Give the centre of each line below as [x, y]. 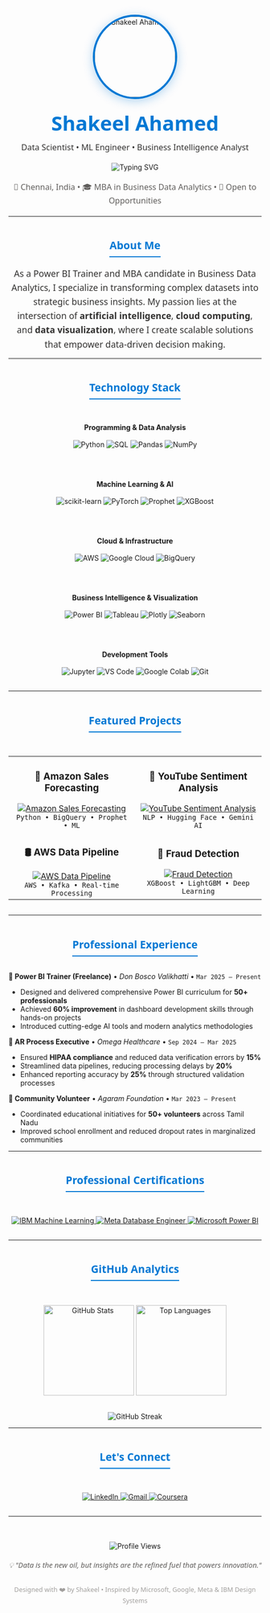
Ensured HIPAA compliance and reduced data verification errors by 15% [140, 1057]
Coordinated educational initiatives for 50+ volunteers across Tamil [132, 1114]
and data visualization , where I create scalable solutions [135, 330]
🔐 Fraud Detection [198, 854]
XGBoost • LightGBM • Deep [198, 883]
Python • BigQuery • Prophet [72, 818]
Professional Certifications [135, 1180]
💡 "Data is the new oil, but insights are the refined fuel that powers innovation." [135, 1565]
